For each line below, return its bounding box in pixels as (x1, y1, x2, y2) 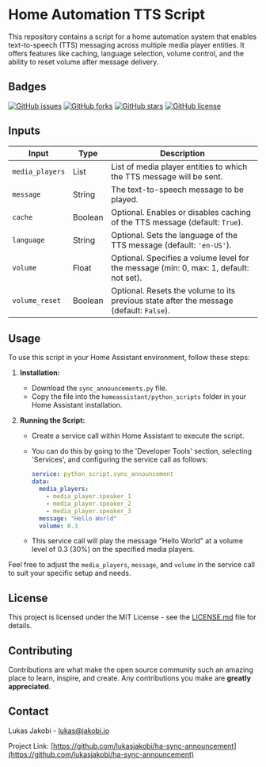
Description (159, 148, 206, 159)
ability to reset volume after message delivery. (8, 57, 159, 67)
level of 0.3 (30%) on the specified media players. (31, 545, 196, 554)
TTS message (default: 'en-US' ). (110, 240, 232, 251)
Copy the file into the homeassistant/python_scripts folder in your (31, 392, 247, 401)
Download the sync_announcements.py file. (31, 383, 168, 393)
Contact (8, 704, 49, 719)
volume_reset (12, 296, 62, 305)
